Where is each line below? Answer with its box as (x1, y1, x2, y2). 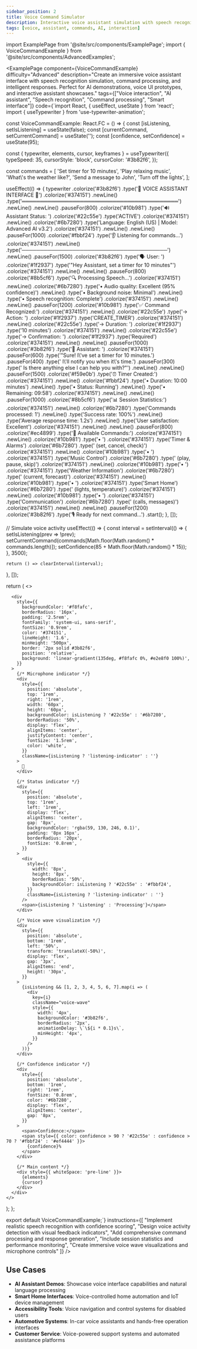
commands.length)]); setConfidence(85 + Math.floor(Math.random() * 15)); (6, 544, 187, 551)
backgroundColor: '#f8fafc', (21, 604, 93, 611)
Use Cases (6, 1264, 46, 1274)
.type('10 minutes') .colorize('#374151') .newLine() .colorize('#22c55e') (6, 327, 178, 334)
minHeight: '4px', (37, 1031, 83, 1037)
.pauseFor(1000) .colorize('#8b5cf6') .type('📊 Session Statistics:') (6, 396, 167, 403)
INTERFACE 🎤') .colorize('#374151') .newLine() (6, 191, 118, 198)
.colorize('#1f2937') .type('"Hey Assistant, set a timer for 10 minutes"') (6, 262, 176, 269)
